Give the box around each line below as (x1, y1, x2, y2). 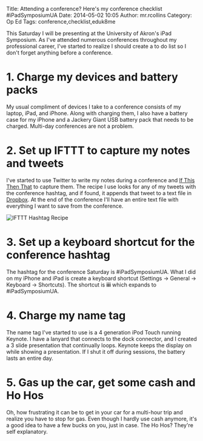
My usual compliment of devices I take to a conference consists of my (6, 103, 182, 110)
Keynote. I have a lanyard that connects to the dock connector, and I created (6, 335, 197, 342)
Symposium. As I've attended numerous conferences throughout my (6, 36, 177, 43)
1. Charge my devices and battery (6, 70, 179, 84)
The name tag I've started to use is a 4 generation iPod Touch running (6, 328, 181, 336)
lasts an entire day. (6, 354, 53, 362)
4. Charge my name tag (6, 309, 126, 322)
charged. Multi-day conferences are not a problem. (6, 122, 135, 130)
